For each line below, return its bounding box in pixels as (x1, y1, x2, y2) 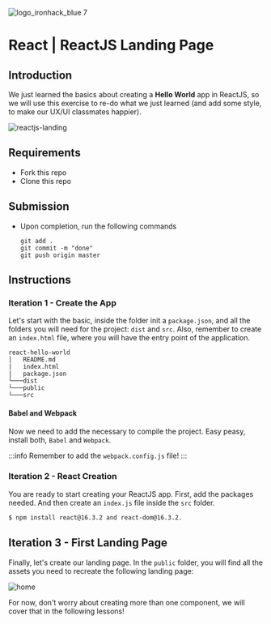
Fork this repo (19, 167, 67, 177)
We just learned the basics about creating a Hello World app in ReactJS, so (8, 90, 260, 99)
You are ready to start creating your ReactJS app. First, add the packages (8, 489, 254, 498)
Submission (8, 199, 70, 214)
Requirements (8, 146, 81, 160)
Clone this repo (19, 176, 71, 186)
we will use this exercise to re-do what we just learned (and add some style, (8, 98, 262, 108)
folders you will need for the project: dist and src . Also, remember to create (8, 324, 262, 334)
